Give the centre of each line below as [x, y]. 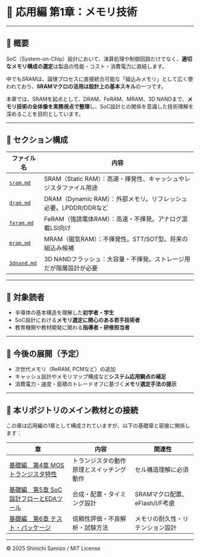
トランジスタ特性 [33, 474]
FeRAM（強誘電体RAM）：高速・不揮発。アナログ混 [116, 219]
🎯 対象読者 [25, 297]
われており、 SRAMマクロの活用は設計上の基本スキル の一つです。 [86, 86]
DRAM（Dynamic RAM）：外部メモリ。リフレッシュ [115, 199]
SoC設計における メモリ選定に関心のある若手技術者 [77, 320]
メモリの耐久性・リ [162, 519]
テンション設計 [156, 528]
